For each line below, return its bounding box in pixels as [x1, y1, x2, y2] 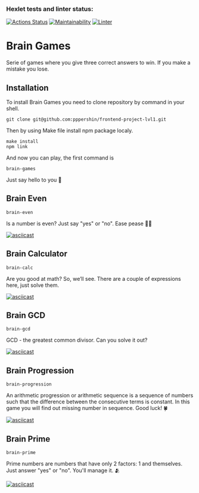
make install [6, 139, 39, 145]
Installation [6, 82, 49, 93]
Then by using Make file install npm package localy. [6, 127, 133, 134]
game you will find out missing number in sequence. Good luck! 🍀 [6, 405, 168, 412]
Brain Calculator [6, 249, 67, 259]
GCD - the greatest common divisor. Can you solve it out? [6, 336, 148, 344]
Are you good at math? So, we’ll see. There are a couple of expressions [6, 275, 181, 282]
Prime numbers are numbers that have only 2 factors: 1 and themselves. [6, 460, 183, 467]
